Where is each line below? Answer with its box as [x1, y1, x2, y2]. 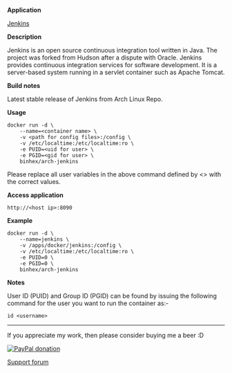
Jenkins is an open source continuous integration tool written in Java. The [7, 46, 217, 54]
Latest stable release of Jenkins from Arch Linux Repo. [7, 95, 164, 103]
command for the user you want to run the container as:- [7, 299, 169, 307]
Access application [7, 191, 64, 199]
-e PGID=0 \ [19, 260, 54, 267]
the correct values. [7, 178, 61, 185]
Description [7, 33, 42, 41]
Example [7, 217, 33, 224]
